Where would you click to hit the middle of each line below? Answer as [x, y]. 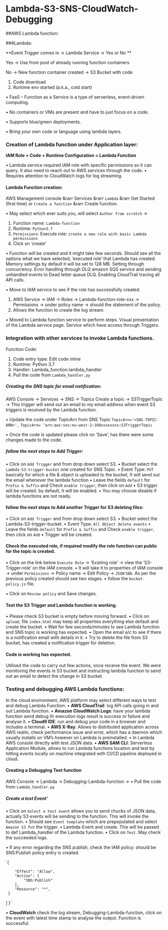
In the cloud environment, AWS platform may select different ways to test [81, 700]
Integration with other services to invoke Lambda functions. [80, 338]
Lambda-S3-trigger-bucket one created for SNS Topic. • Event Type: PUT [80, 469]
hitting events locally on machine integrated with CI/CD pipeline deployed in [84, 753]
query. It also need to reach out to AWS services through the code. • [76, 171]
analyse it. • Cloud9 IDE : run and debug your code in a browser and [75, 721]
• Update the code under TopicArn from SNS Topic [58, 419]
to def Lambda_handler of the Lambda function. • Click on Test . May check [83, 832]
